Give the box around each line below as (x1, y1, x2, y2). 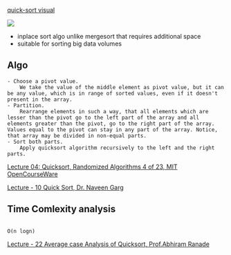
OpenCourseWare (7, 169, 58, 178)
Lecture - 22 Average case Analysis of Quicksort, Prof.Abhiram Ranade (7, 240, 210, 248)
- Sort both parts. (7, 138, 64, 145)
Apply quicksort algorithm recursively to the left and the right (19, 144, 215, 151)
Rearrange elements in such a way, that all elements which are (19, 108, 209, 115)
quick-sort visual (7, 6, 55, 14)
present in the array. (7, 96, 73, 103)
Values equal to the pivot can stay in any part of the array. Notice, (7, 126, 218, 133)
